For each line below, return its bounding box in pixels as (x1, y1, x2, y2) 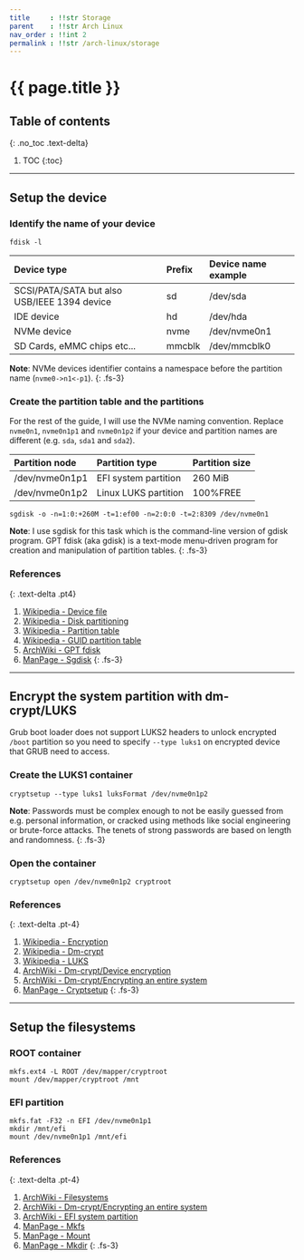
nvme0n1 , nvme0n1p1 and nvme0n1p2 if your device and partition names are (9, 425, 278, 436)
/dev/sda (209, 289, 247, 302)
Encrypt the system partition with (9, 688, 203, 703)
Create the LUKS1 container (9, 769, 133, 781)
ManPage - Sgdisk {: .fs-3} (22, 654, 124, 664)
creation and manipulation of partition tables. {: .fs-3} (9, 545, 208, 556)
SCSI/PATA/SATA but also (14, 284, 123, 296)
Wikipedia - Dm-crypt (22, 946, 104, 957)
